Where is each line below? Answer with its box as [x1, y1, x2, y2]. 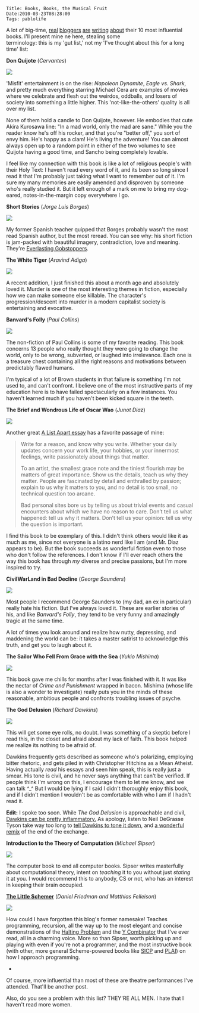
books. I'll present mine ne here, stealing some [6, 33, 121, 40]
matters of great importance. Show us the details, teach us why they [20, 471, 188, 478]
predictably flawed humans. [6, 364, 74, 371]
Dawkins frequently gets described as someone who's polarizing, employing [6, 753, 194, 760]
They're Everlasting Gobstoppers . [6, 245, 89, 252]
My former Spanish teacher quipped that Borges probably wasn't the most [6, 226, 188, 233]
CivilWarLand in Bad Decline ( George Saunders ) [6, 575, 126, 583]
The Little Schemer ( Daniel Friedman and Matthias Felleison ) [6, 893, 157, 900]
